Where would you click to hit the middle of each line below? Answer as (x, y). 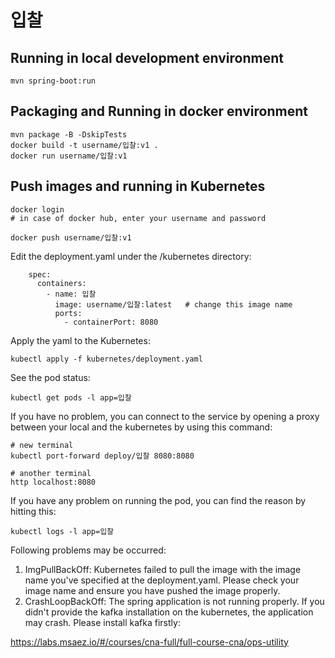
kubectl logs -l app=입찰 (62, 531)
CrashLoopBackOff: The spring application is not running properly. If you (174, 601)
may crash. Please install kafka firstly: (102, 622)
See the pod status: (50, 377)
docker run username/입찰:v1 (69, 156)
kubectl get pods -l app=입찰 (71, 397)
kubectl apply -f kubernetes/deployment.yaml (106, 359)
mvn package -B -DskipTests (69, 134)
